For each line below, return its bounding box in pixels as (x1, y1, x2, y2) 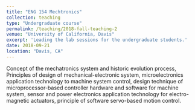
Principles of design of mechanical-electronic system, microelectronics (6, 71, 184, 79)
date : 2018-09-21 (6, 43, 50, 49)
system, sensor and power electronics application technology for (6, 90, 168, 97)
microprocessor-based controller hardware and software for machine (6, 84, 179, 91)
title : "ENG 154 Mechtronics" (6, 8, 83, 15)
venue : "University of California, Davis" (6, 31, 115, 37)
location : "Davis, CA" (6, 48, 63, 54)
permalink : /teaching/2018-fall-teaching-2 (6, 25, 118, 32)
